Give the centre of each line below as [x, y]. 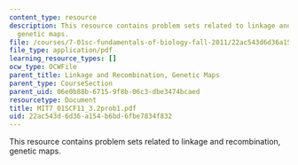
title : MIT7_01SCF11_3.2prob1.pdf [73, 108]
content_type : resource [53, 17]
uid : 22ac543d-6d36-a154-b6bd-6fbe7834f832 [91, 116]
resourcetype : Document [53, 100]
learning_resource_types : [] [63, 59]
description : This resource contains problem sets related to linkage [142, 26]
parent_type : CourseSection [61, 83]
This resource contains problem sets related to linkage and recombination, [145, 142]
